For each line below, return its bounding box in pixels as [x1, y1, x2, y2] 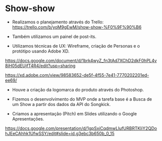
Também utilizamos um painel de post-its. [12, 34, 97, 39]
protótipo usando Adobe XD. [12, 48, 70, 54]
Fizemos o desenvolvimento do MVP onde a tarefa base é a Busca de [12, 96, 152, 102]
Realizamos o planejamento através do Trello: [12, 19, 104, 25]
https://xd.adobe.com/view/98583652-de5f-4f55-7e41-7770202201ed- [5, 72, 149, 78]
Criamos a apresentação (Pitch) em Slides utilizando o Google [12, 110, 137, 117]
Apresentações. [12, 116, 44, 122]
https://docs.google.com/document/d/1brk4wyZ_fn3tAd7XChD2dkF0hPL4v [5, 57, 157, 63]
